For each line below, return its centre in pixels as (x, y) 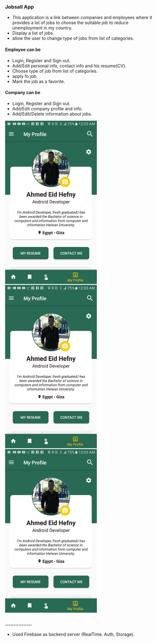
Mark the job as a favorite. (38, 81)
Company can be (23, 93)
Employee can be (23, 49)
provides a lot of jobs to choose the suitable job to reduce (70, 23)
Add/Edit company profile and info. (47, 108)
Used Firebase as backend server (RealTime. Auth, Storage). (73, 634)
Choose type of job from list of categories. (55, 71)
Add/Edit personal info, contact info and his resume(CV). (69, 66)
